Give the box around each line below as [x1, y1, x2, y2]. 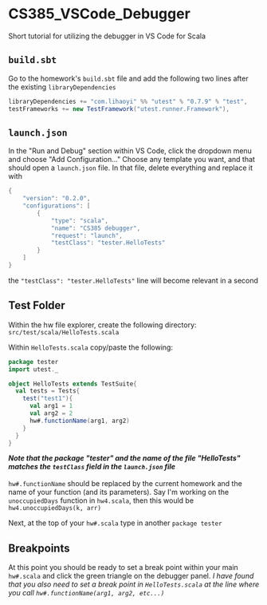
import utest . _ [8, 365, 59, 374]
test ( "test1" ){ [22, 394, 73, 403]
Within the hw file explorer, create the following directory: [8, 320, 197, 330]
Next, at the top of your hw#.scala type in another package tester [8, 518, 222, 528]
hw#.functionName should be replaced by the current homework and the [8, 479, 243, 488]
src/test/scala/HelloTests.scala [8, 328, 120, 336]
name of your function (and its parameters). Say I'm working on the [8, 488, 230, 497]
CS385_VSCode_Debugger [8, 5, 191, 23]
